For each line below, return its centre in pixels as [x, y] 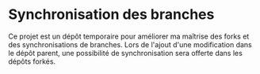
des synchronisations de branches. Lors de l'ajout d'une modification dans [130, 44]
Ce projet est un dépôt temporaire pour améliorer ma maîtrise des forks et [129, 36]
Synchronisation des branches [111, 15]
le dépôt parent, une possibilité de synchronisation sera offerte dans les [126, 53]
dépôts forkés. [32, 61]
